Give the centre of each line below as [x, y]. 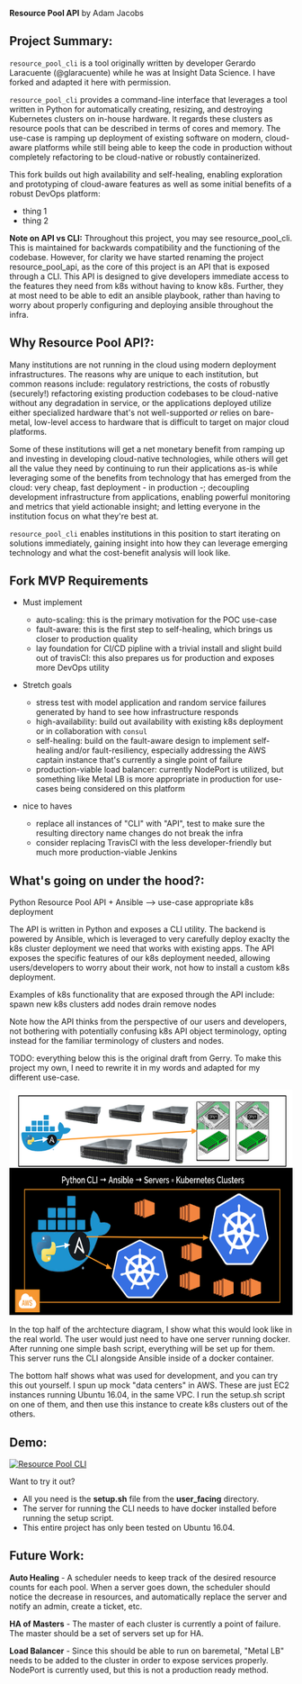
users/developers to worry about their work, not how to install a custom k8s [150, 968]
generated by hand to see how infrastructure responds [137, 712]
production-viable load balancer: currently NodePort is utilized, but [160, 770]
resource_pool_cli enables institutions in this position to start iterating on [145, 533]
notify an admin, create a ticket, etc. [76, 1606]
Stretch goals [47, 685]
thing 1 [35, 211]
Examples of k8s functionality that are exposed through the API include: [142, 995]
